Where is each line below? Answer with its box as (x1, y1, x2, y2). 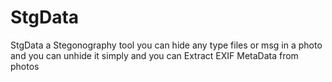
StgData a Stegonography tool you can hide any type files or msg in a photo (10, 39, 323, 51)
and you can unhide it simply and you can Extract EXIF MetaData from (10, 49, 299, 61)
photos (10, 60, 40, 72)
